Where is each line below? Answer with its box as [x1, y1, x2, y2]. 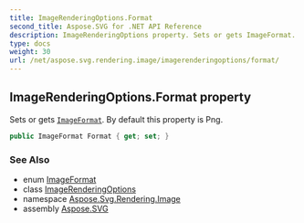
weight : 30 [9, 48, 51, 57]
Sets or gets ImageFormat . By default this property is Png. [9, 113, 224, 124]
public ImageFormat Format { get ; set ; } [9, 132, 170, 141]
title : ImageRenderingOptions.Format [9, 13, 153, 23]
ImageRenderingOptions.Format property [9, 90, 252, 105]
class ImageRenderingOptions [22, 184, 137, 195]
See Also [9, 153, 50, 165]
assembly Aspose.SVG [22, 203, 109, 214]
